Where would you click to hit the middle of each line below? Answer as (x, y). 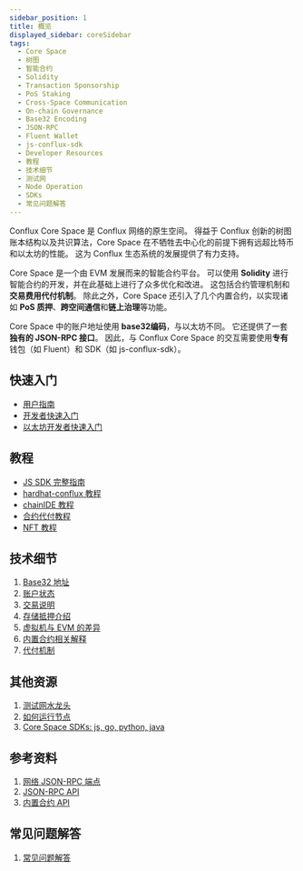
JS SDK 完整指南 (54, 482)
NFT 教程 (39, 527)
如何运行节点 (46, 717)
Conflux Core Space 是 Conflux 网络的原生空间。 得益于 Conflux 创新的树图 (151, 230)
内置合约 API (46, 802)
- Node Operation (50, 187)
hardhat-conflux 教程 (62, 493)
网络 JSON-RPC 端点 (62, 781)
